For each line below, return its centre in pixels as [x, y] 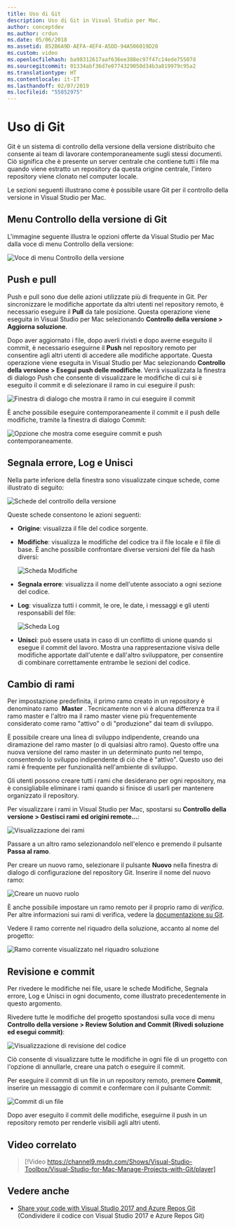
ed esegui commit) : [36, 1032]
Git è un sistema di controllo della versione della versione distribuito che [111, 147]
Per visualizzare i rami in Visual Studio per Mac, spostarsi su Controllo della [117, 809]
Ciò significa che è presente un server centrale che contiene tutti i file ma [113, 162]
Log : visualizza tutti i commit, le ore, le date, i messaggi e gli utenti [113, 605]
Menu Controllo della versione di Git [87, 220]
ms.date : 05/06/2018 [38, 40]
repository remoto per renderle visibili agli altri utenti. [84, 1123]
